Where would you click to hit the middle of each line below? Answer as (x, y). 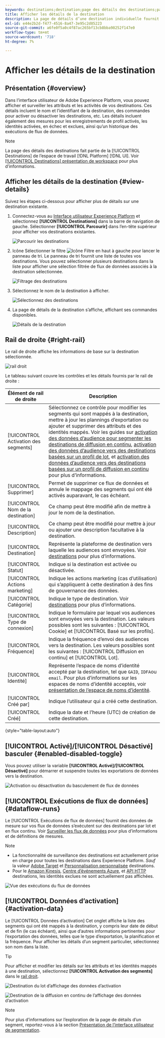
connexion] (21, 628)
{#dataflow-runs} (33, 809)
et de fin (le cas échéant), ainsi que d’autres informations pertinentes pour (80, 931)
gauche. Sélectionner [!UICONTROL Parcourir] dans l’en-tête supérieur (84, 226)
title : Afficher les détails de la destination (55, 14)
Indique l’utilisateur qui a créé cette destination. (103, 701)
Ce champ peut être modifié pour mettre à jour (102, 524)
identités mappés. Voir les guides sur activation (103, 432)
